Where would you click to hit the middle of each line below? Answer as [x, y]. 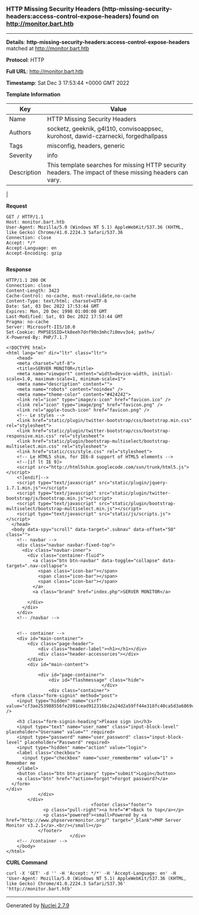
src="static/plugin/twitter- [134, 493]
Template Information [33, 94]
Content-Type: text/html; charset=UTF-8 [57, 301]
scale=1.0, [20, 379]
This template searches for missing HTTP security [117, 165]
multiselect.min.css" [33, 447]
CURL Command [27, 863]
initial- [163, 374]
